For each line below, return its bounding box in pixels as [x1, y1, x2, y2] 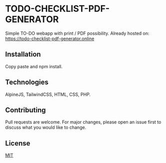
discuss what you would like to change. [5, 124, 86, 130]
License [5, 139, 30, 147]
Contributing [5, 106, 46, 114]
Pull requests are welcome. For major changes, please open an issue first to [5, 119, 161, 125]
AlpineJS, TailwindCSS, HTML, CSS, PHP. [5, 91, 91, 97]
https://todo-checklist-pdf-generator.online [5, 36, 94, 42]
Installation [5, 50, 41, 59]
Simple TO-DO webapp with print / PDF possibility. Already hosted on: [5, 30, 149, 36]
